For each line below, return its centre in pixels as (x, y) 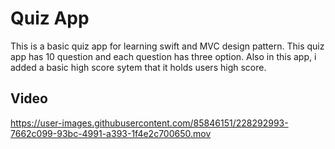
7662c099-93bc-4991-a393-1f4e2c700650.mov (111, 133)
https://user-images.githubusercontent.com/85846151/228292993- (149, 123)
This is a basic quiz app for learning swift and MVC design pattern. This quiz (167, 46)
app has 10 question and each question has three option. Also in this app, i (163, 56)
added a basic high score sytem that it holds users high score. (138, 67)
